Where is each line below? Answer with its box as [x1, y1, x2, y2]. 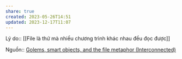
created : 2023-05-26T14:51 [5, 14, 71, 20]
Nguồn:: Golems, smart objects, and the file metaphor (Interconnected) [5, 46, 176, 53]
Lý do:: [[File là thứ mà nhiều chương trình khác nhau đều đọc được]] [5, 35, 170, 42]
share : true [5, 8, 34, 14]
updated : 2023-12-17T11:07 [5, 19, 71, 25]
